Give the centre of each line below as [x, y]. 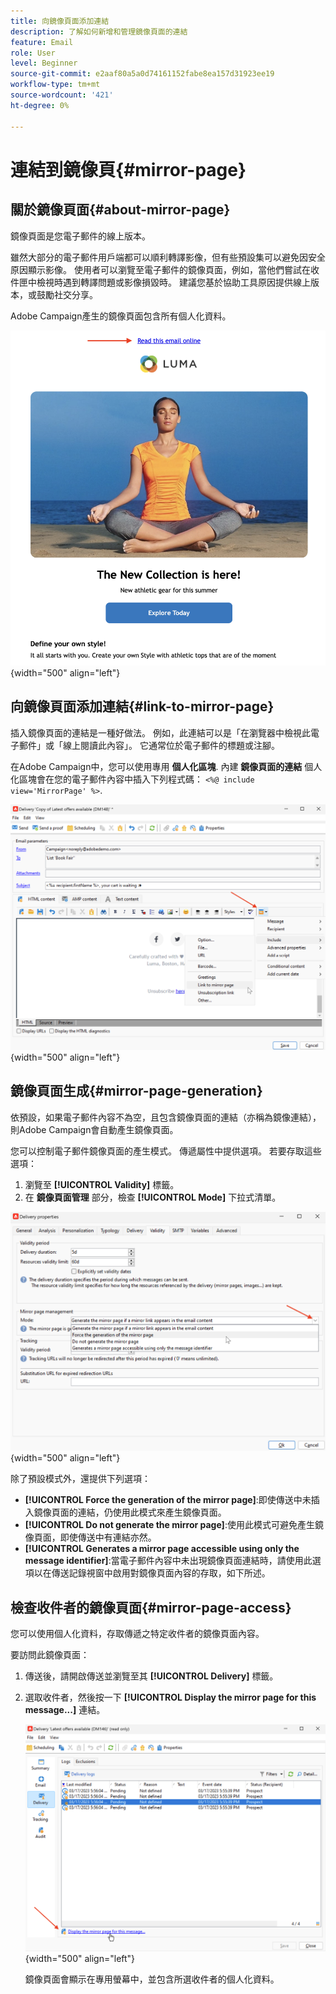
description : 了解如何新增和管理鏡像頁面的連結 [99, 31]
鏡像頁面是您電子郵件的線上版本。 [80, 236]
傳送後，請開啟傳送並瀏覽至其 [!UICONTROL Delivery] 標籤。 [151, 1676]
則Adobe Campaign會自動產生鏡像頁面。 [94, 1129]
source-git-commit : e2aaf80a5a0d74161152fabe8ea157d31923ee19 [142, 74]
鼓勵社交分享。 [67, 294]
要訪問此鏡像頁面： [50, 1654]
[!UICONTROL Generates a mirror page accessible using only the [162, 1549]
